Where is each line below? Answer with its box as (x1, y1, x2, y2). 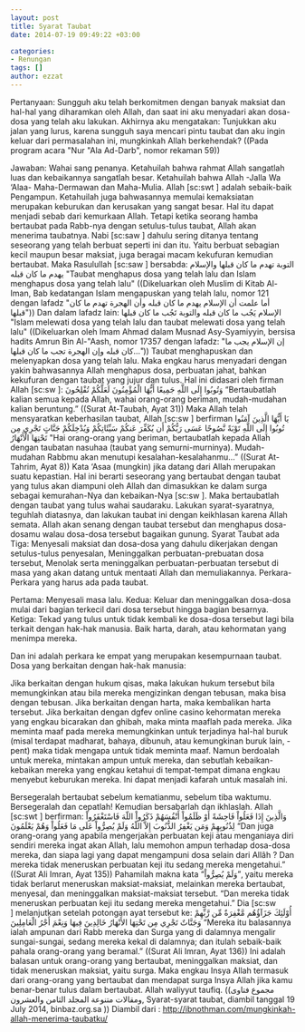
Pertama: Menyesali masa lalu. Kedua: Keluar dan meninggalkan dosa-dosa (10, 594, 291, 605)
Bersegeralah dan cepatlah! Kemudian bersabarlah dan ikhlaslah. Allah (10, 801, 274, 812)
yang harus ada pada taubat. (41, 577, 148, 588)
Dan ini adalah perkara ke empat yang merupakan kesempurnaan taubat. (10, 650, 282, 661)
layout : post (10, 13, 60, 23)
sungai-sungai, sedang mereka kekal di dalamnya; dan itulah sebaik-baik (10, 936, 282, 947)
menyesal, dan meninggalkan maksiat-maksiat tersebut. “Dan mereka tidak (10, 888, 290, 899)
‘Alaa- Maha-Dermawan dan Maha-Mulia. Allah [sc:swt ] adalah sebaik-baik (10, 181, 292, 192)
